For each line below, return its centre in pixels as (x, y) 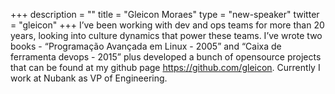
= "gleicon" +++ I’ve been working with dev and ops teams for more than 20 (167, 25)
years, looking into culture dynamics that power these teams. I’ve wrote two (166, 35)
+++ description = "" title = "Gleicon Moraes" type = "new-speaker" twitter (165, 14)
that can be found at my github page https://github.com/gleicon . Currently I (165, 67)
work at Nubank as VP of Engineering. (89, 78)
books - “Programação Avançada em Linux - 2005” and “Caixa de (146, 46)
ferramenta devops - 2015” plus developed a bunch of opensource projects (166, 57)
